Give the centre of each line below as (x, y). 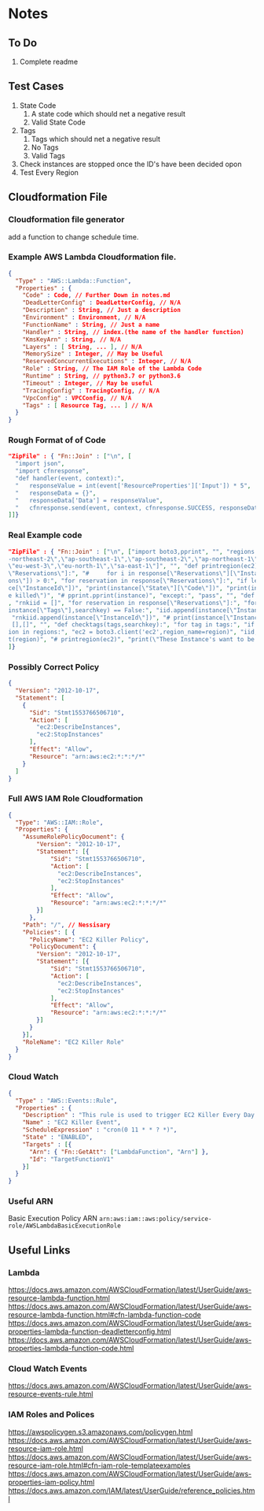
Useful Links (39, 1250)
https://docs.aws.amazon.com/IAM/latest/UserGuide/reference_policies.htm (132, 1491)
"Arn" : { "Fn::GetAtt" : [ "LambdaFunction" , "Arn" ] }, (119, 1152)
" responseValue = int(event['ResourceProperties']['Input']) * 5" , (133, 485)
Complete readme (49, 61)
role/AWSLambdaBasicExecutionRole (65, 1226)
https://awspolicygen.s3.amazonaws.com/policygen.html (101, 1431)
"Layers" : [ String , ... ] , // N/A (82, 347)
